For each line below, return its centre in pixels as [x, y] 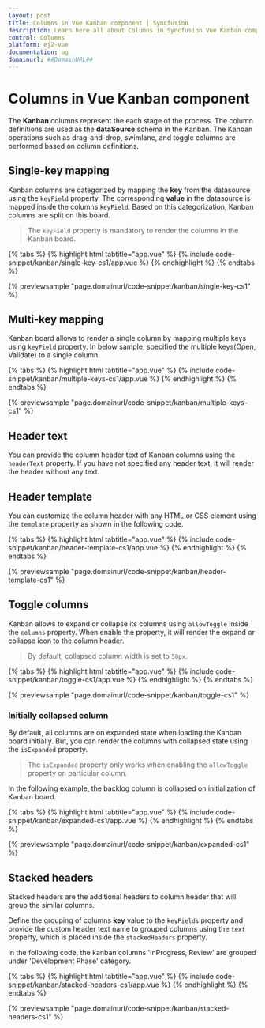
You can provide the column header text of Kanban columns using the [122, 455]
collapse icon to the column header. [66, 641]
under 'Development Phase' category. [70, 961]
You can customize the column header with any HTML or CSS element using [132, 516]
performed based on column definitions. [74, 146]
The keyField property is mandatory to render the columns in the [133, 230]
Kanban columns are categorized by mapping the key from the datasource [129, 190]
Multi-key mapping [56, 320]
